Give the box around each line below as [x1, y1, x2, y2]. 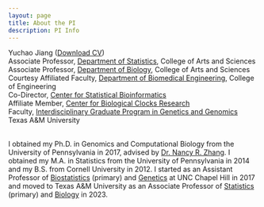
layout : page [8, 11, 52, 20]
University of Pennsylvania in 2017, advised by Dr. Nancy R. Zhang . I [8, 148, 231, 157]
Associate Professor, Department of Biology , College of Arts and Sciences [8, 65, 251, 75]
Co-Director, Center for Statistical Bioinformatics [8, 90, 166, 100]
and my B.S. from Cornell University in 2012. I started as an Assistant [8, 164, 233, 174]
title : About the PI [8, 19, 77, 27]
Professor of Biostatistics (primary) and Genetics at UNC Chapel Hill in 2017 [8, 173, 255, 182]
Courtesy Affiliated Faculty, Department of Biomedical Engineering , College [8, 73, 255, 83]
